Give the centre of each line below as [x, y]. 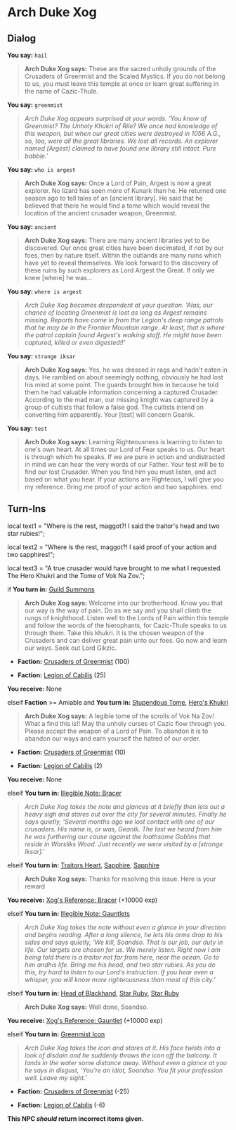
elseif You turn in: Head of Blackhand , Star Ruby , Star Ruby [93, 993]
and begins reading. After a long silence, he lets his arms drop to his [124, 934]
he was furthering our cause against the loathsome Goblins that [117, 836]
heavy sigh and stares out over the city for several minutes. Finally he [125, 814]
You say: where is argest [45, 291]
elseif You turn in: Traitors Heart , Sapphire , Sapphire [84, 865]
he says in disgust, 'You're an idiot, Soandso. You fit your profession [124, 1070]
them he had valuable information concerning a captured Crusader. [122, 392]
